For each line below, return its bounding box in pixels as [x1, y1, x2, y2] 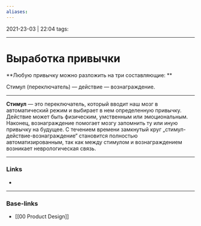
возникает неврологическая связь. [6, 145, 96, 152]
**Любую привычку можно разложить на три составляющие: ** [6, 71, 172, 78]
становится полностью [78, 132, 138, 139]
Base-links [6, 199, 38, 207]
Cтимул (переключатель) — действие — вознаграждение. [6, 83, 156, 90]
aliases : [6, 8, 28, 15]
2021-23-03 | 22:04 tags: [6, 25, 69, 32]
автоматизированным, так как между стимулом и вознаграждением [6, 138, 182, 145]
